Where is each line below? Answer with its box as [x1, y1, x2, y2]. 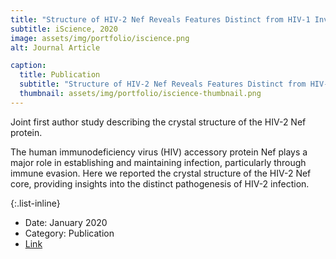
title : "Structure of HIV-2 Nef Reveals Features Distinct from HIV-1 [10, 14, 311, 25]
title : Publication [19, 70, 101, 80]
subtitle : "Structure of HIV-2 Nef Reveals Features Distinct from [19, 79, 307, 90]
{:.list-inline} [10, 197, 61, 209]
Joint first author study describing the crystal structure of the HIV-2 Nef [10, 116, 307, 128]
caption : [10, 61, 47, 71]
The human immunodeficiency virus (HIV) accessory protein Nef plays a [10, 146, 308, 158]
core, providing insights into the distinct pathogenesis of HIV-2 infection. [10, 177, 310, 190]
